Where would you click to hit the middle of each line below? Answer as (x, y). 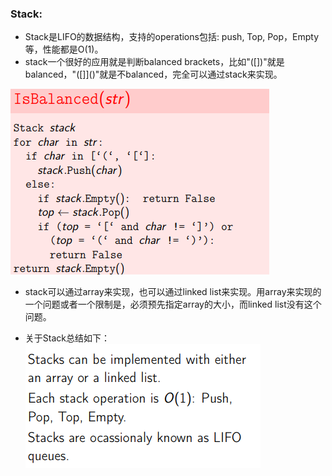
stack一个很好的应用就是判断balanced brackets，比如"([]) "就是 (154, 62)
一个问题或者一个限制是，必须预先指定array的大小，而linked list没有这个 (173, 304)
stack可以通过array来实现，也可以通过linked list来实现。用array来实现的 (173, 292)
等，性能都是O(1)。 (64, 49)
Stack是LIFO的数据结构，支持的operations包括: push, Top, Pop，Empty (172, 37)
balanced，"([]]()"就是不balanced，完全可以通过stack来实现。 (153, 74)
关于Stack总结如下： (67, 338)
